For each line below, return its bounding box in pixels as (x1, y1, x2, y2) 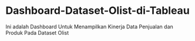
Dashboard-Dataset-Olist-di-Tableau (5, 4, 190, 17)
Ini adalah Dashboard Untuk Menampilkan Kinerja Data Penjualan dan (5, 23, 174, 30)
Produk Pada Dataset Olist (5, 29, 69, 36)
